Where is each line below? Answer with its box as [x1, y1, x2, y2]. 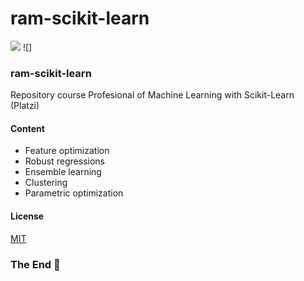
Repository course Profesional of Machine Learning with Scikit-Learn [10, 89, 295, 101]
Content [10, 122, 45, 134]
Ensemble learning [24, 166, 102, 178]
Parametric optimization [24, 187, 124, 199]
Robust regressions [24, 155, 105, 167]
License [10, 210, 45, 222]
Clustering [24, 177, 68, 189]
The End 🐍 [10, 257, 61, 271]
